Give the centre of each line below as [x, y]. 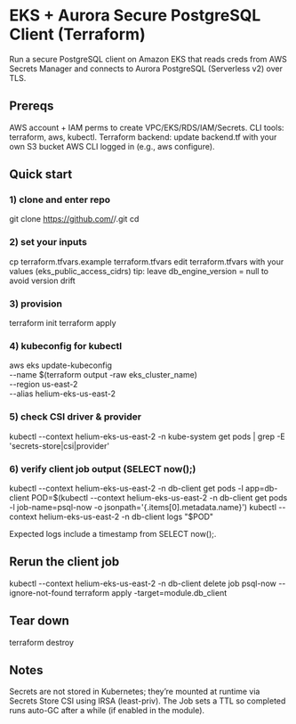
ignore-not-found [41, 592]
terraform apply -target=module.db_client [151, 592]
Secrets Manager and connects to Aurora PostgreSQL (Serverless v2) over [146, 69]
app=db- [262, 488]
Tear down [39, 621]
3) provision [36, 304]
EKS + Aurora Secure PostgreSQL [135, 16]
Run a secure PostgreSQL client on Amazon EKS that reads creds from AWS [148, 59]
